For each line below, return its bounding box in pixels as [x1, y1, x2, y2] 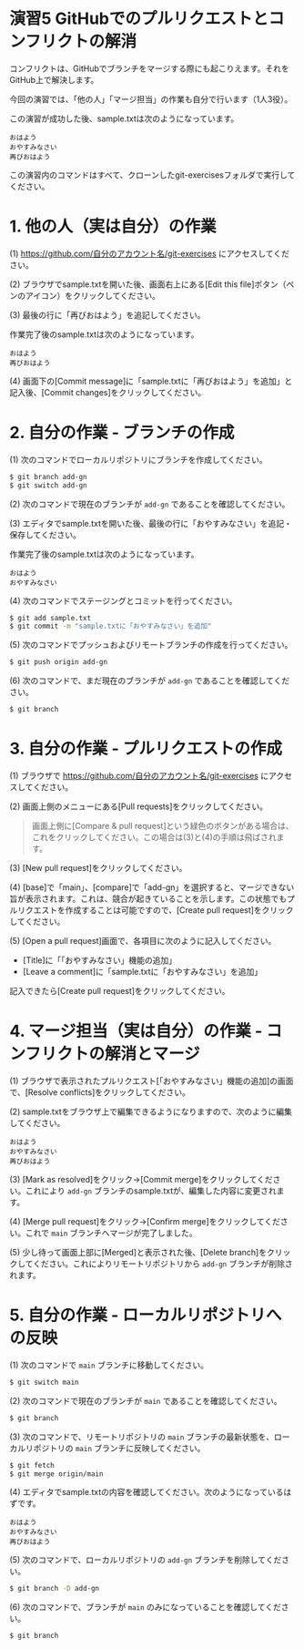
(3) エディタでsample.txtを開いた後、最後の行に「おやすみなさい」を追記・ [9, 517, 293, 528]
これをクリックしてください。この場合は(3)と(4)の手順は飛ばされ [31, 832, 278, 843]
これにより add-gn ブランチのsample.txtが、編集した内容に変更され [25, 1185, 278, 1196]
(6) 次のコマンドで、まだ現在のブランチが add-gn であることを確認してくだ [9, 675, 290, 686]
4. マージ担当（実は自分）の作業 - [9, 1021, 263, 1041]
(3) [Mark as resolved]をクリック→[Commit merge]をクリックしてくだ [9, 1173, 273, 1184]
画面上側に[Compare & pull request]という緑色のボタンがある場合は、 [31, 821, 294, 831]
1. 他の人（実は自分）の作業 [9, 216, 217, 237]
